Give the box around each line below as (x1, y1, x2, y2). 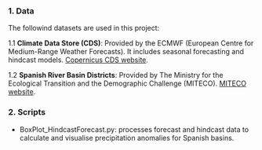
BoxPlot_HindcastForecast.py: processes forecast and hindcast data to (19, 124, 249, 134)
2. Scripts (8, 107, 45, 118)
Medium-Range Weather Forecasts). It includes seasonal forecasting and (8, 47, 245, 57)
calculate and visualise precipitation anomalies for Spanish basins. (19, 133, 235, 142)
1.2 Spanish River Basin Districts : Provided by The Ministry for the (8, 71, 224, 80)
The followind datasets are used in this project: (8, 24, 160, 33)
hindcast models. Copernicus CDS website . (8, 55, 149, 64)
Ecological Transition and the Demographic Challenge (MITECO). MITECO (8, 79, 247, 88)
